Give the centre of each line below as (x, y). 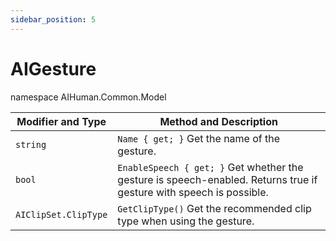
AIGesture (53, 68)
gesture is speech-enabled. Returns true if (217, 179)
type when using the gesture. (186, 221)
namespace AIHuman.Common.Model (88, 97)
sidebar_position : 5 (53, 19)
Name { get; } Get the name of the (199, 138)
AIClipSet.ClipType (61, 214)
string (31, 144)
